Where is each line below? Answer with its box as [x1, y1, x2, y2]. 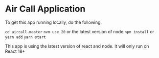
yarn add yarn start [5, 35, 46, 40]
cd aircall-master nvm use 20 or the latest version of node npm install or [5, 29, 155, 34]
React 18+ [5, 48, 25, 54]
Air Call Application [5, 3, 86, 14]
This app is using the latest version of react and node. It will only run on [5, 43, 149, 49]
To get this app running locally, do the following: [5, 19, 102, 25]
